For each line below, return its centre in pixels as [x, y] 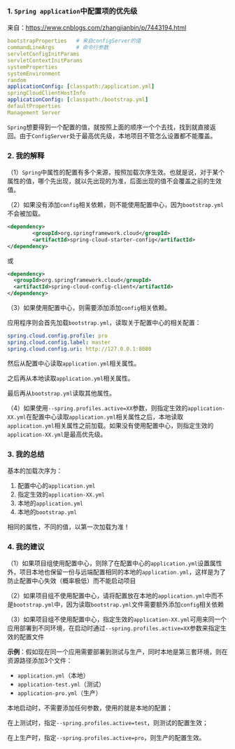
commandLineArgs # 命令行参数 [58, 48]
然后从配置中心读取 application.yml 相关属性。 [74, 363]
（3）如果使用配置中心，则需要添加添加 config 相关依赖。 [89, 308]
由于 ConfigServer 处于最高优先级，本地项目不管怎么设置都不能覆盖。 [118, 135]
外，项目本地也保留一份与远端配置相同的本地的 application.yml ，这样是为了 [116, 572]
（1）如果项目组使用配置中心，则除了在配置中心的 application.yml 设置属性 [115, 563]
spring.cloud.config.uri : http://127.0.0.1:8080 [79, 349]
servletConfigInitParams [43, 54]
